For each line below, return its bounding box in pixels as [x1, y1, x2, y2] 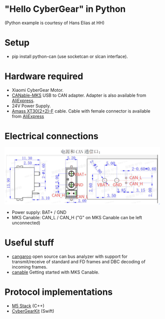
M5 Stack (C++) [11, 303, 45, 309]
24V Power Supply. [11, 103, 51, 109]
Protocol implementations [4, 286, 113, 298]
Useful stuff [4, 237, 55, 248]
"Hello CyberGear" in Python [4, 3, 126, 15]
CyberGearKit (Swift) [11, 308, 55, 314]
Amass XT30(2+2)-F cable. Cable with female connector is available [11, 108, 151, 114]
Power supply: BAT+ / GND [11, 209, 67, 215]
